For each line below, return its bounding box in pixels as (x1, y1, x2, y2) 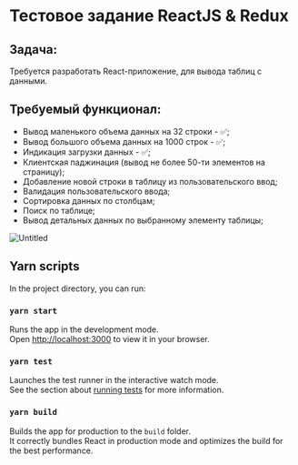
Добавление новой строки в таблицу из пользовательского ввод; (22, 176, 278, 187)
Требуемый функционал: (9, 102, 162, 117)
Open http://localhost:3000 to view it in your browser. (9, 333, 211, 344)
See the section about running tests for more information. (9, 384, 224, 396)
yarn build (9, 407, 57, 418)
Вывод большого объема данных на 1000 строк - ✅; (22, 136, 225, 147)
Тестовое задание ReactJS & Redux (9, 5, 289, 26)
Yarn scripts (9, 258, 80, 274)
